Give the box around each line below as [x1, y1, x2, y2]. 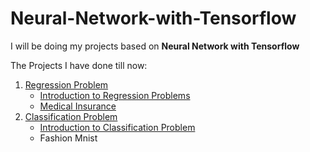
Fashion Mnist [39, 132, 98, 144]
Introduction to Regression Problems [39, 89, 191, 101]
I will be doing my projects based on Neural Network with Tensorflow [10, 40, 300, 52]
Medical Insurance [39, 100, 117, 112]
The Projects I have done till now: [10, 59, 148, 71]
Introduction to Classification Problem [39, 121, 196, 133]
